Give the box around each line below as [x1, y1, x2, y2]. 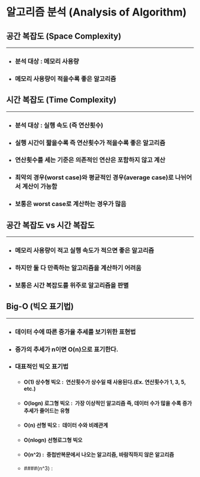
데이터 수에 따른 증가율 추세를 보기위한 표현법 [14, 328, 136, 336]
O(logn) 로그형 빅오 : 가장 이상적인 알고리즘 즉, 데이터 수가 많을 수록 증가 [23, 400, 192, 407]
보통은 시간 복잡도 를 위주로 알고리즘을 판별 [14, 281, 129, 289]
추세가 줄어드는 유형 [23, 407, 70, 414]
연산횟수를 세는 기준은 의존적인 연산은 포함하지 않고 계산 [14, 156, 165, 164]
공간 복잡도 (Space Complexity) [6, 31, 121, 41]
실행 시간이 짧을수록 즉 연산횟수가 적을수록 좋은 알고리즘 [14, 138, 165, 146]
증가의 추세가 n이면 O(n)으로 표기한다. [14, 345, 119, 353]
